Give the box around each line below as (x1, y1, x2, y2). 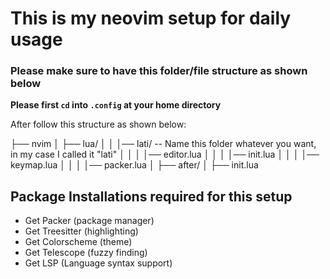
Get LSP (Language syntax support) (24, 257, 173, 269)
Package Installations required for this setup (10, 188, 293, 205)
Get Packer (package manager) (24, 215, 155, 227)
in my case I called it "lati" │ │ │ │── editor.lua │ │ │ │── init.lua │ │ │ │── (10, 148, 320, 161)
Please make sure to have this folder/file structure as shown (10, 64, 308, 78)
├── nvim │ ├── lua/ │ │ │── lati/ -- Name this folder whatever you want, (10, 138, 317, 150)
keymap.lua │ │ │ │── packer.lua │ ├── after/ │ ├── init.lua (10, 159, 259, 171)
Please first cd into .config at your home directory (10, 99, 222, 111)
